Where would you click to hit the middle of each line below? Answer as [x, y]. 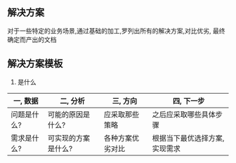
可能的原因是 [69, 114]
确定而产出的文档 [32, 39]
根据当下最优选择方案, [188, 138]
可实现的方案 [69, 138]
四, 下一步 [189, 101]
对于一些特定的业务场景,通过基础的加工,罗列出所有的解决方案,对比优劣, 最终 [117, 31]
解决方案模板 [35, 64]
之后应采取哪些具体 [184, 114]
